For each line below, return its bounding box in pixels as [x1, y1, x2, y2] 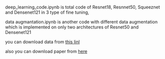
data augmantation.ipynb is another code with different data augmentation [5, 19, 158, 25]
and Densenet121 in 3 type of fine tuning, [5, 9, 90, 15]
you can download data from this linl [5, 39, 80, 45]
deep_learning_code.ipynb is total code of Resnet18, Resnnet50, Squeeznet [5, 4, 161, 10]
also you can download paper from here [5, 49, 88, 54]
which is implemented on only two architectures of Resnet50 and [5, 24, 139, 30]
